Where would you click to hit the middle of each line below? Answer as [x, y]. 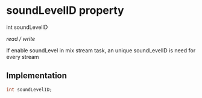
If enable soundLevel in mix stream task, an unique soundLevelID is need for [101, 50]
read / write [21, 38]
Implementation [37, 76]
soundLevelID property [65, 11]
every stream [23, 57]
